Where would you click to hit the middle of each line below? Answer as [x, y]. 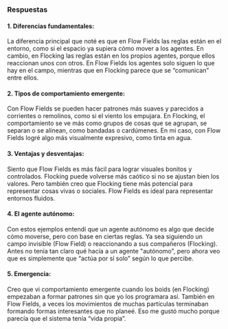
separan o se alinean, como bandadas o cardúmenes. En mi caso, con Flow [114, 131]
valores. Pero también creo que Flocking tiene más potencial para [100, 183]
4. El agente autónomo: [41, 214]
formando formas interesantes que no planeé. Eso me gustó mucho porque [113, 311]
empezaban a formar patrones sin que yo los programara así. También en [111, 296]
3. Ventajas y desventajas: [46, 153]
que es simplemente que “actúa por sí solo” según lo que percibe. [100, 258]
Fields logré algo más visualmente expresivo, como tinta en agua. [100, 138]
